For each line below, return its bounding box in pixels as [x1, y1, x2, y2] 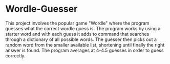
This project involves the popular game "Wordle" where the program [5, 20, 150, 26]
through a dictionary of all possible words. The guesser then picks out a [5, 36, 157, 42]
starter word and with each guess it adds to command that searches [5, 31, 150, 37]
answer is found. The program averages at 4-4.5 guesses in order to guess [5, 47, 164, 53]
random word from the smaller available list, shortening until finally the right [5, 41, 165, 48]
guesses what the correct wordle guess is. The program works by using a [5, 25, 161, 31]
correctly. [5, 52, 26, 59]
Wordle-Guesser [5, 3, 78, 15]
